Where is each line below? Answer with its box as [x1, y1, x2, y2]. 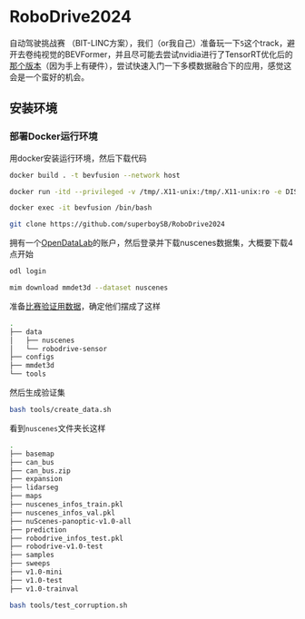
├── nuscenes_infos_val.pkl [9, 508, 116, 517]
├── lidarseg [9, 483, 59, 492]
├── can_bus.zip [9, 466, 71, 476]
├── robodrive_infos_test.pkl [9, 534, 124, 543]
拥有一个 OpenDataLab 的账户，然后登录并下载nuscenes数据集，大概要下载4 [9, 238, 293, 249]
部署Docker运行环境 [9, 130, 98, 142]
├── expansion [9, 475, 64, 484]
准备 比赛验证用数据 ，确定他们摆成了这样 [9, 300, 161, 311]
